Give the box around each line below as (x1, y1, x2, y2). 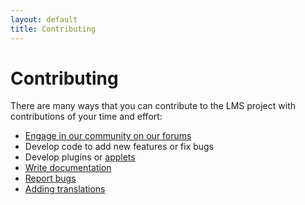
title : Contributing (10, 24, 97, 34)
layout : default (10, 14, 78, 25)
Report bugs (24, 172, 77, 185)
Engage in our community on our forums (24, 130, 192, 142)
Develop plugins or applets (24, 151, 136, 163)
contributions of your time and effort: (10, 111, 163, 123)
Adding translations (24, 183, 106, 195)
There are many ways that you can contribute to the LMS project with (10, 100, 296, 112)
